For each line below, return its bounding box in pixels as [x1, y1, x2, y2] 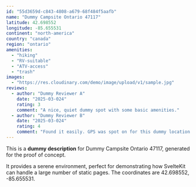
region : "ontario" [6, 42, 51, 48]
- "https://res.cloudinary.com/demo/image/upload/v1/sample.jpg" [11, 80, 175, 86]
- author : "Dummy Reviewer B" [11, 112, 85, 118]
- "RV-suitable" [11, 58, 51, 64]
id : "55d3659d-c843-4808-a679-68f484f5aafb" [6, 8, 117, 15]
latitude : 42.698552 [6, 19, 57, 25]
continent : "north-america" [6, 31, 75, 36]
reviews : [6, 85, 28, 91]
